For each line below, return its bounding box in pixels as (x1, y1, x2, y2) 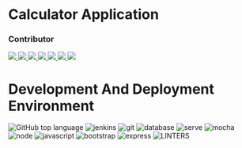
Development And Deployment (8, 80, 215, 98)
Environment (8, 97, 95, 115)
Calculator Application (8, 6, 160, 24)
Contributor (8, 34, 55, 45)
